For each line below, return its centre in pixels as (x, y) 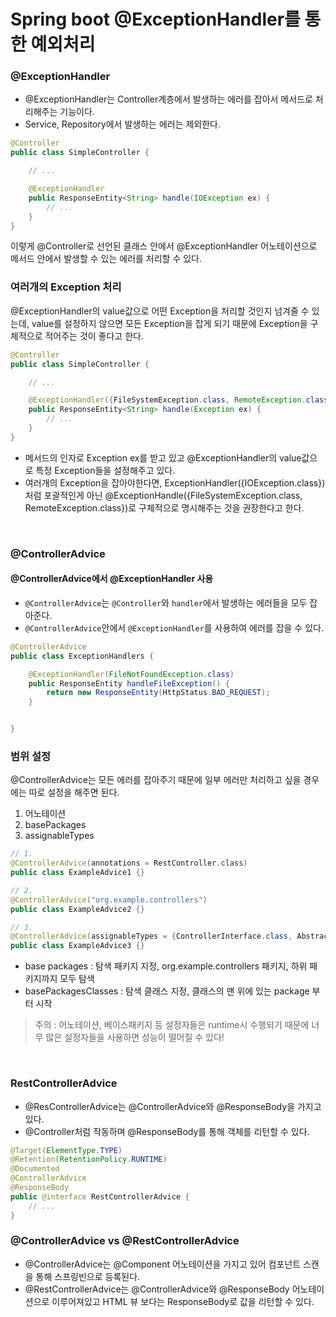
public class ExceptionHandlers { (82, 656)
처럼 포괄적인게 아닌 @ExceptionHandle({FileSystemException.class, (163, 495)
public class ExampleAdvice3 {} (77, 946)
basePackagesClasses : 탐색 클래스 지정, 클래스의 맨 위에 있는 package (167, 991)
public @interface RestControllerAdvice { (100, 1196)
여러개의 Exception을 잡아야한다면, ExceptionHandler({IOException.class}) (175, 482)
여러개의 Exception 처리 (66, 287)
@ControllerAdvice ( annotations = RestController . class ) (129, 863)
